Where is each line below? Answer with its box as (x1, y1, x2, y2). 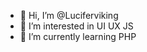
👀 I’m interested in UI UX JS (19, 20, 134, 32)
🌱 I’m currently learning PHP (19, 31, 137, 42)
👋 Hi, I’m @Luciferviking (19, 10, 119, 21)
